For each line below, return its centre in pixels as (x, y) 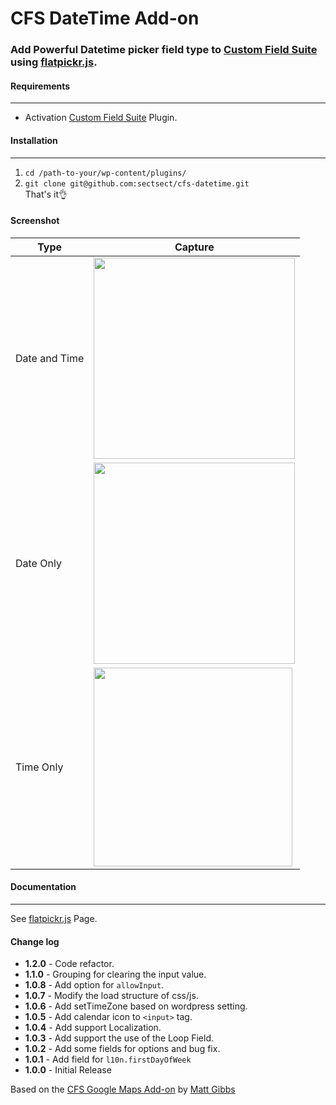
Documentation (43, 887)
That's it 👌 (46, 194)
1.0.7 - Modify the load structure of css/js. (111, 996)
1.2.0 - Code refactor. (69, 964)
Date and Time (50, 358)
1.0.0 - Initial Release (68, 1070)
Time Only (39, 767)
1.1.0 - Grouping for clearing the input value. (115, 974)
